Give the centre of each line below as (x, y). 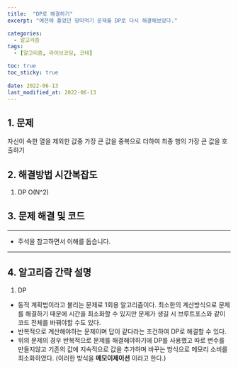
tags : (15, 47)
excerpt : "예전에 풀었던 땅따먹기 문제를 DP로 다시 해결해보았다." (92, 21)
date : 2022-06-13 (33, 86)
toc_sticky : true (33, 72)
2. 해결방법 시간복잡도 (52, 175)
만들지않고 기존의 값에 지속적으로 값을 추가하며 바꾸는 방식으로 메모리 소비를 (123, 349)
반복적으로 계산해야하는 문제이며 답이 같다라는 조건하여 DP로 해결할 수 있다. (122, 331)
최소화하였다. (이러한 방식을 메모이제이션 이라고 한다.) (92, 358)
